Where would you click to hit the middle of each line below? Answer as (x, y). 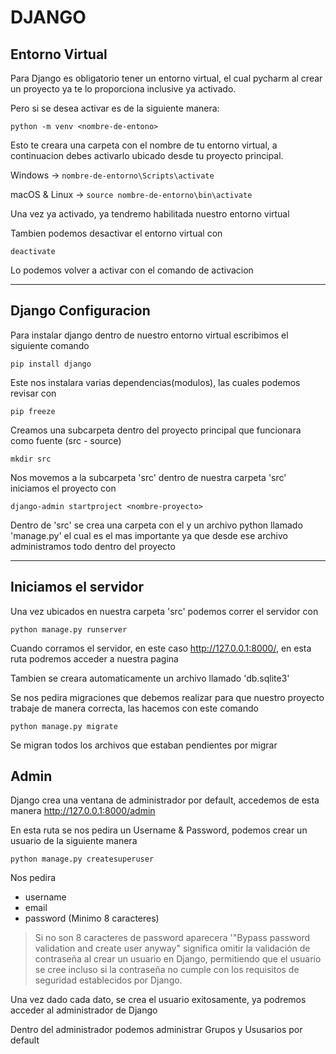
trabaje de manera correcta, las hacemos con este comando (134, 708)
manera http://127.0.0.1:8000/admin (83, 811)
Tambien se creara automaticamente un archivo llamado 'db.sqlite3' (150, 678)
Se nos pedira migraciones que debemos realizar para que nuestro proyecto (167, 697)
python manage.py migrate (64, 726)
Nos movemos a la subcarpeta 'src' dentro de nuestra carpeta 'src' (148, 477)
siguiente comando (50, 345)
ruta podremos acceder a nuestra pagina (94, 658)
